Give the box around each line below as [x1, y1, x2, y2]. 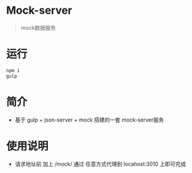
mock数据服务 [20, 24, 56, 31]
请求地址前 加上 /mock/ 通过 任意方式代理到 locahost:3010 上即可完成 [14, 160, 187, 168]
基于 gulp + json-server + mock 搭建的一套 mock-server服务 [14, 116, 164, 123]
